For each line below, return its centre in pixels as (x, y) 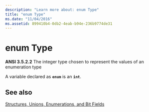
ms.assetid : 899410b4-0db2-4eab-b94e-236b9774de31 (59, 24)
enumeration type (23, 67)
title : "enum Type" (25, 14)
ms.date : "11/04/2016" (29, 19)
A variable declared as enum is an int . (43, 77)
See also (19, 92)
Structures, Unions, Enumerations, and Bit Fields (55, 104)
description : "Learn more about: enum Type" (52, 10)
